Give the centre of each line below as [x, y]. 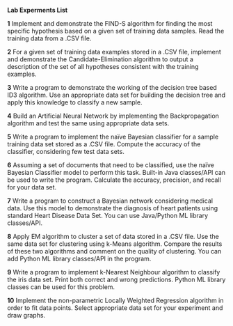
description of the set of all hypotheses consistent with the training [103, 67]
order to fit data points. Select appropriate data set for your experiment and [115, 308]
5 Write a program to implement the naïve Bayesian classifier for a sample [113, 137]
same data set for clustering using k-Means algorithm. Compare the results [115, 244]
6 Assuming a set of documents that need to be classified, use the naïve [111, 165]
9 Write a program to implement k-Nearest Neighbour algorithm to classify [114, 272]
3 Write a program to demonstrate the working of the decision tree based [112, 87]
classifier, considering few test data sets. [66, 152]
